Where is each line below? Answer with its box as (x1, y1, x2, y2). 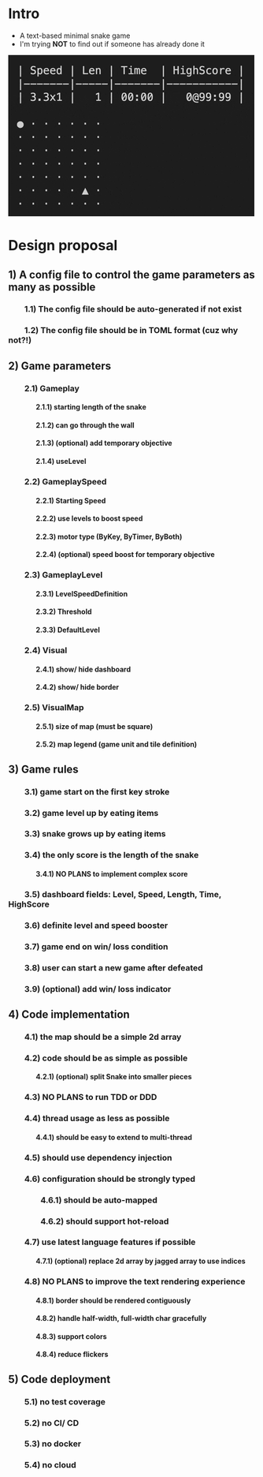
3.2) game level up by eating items (24, 807, 159, 818)
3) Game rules (8, 762, 79, 776)
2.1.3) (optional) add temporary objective (35, 439, 172, 448)
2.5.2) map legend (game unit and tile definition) (35, 739, 198, 750)
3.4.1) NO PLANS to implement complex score (35, 869, 188, 878)
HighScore (8, 899, 50, 910)
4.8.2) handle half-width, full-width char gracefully (35, 1314, 207, 1323)
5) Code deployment (8, 1372, 111, 1385)
